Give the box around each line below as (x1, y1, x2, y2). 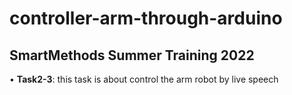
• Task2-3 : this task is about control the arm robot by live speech (9, 73, 279, 85)
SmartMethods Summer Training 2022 (9, 47, 255, 64)
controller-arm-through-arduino (9, 7, 283, 30)
